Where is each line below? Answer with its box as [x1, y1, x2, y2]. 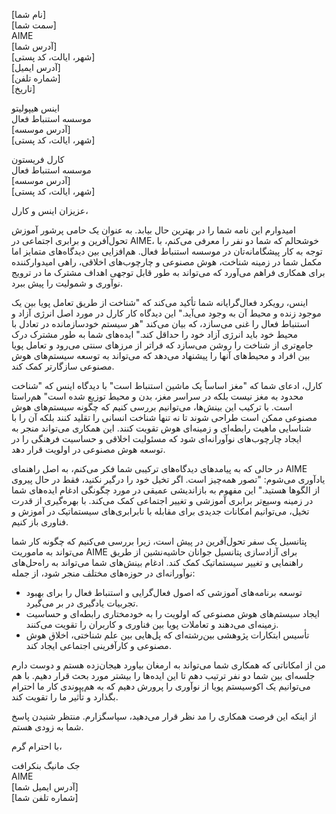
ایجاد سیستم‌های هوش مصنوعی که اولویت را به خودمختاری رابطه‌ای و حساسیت [25, 608, 320, 619]
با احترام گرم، [11, 740, 63, 752]
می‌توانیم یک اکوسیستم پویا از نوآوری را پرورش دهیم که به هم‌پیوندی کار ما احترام [11, 680, 311, 692]
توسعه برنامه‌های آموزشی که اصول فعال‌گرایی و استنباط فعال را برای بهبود [25, 587, 303, 598]
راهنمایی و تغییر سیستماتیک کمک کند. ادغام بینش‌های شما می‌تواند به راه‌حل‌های [11, 557, 304, 568]
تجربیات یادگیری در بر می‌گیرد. [25, 597, 139, 609]
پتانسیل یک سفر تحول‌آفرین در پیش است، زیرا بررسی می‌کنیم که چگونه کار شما [11, 535, 308, 547]
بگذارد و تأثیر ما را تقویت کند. [11, 691, 119, 703]
